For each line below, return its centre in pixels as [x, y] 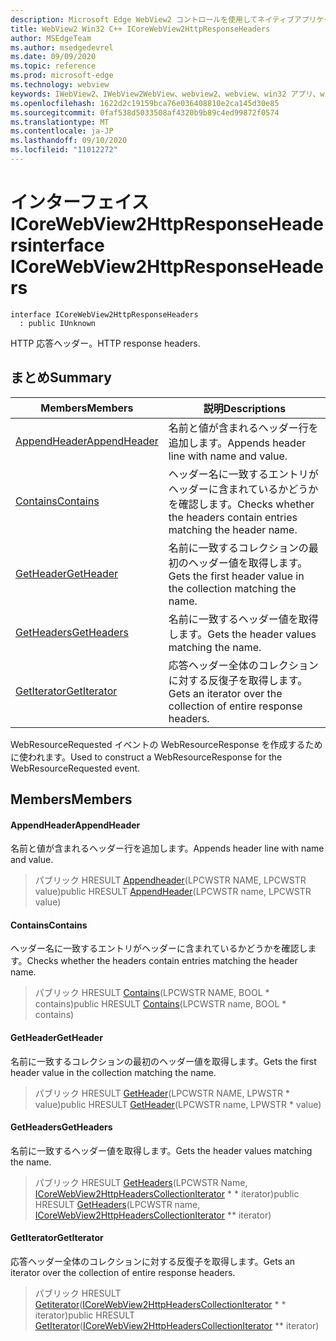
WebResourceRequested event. [75, 768]
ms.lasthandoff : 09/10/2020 [69, 141]
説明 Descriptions [245, 408]
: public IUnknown [58, 323]
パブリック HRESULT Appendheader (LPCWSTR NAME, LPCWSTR [170, 880]
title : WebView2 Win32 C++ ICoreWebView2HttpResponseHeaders [140, 29]
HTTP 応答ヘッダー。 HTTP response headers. [105, 343]
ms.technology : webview [60, 85]
